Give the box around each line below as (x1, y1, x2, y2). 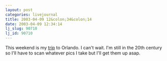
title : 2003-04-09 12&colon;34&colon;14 (5, 17, 92, 22)
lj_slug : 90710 (5, 26, 38, 31)
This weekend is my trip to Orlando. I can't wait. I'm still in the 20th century (5, 45, 162, 50)
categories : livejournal (5, 12, 58, 17)
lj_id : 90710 (5, 31, 33, 36)
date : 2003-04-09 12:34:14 (5, 21, 62, 27)
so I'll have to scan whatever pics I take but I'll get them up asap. (5, 50, 141, 56)
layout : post (5, 7, 33, 13)
